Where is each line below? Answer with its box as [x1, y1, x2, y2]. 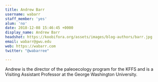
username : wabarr [5, 12, 41, 17]
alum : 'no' [5, 21, 27, 26]
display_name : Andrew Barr [5, 30, 60, 35]
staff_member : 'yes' [5, 16, 48, 21]
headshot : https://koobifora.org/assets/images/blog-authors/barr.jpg [5, 35, 153, 40]
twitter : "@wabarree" [5, 48, 50, 53]
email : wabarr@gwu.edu [5, 39, 52, 44]
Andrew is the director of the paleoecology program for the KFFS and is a [5, 66, 154, 72]
